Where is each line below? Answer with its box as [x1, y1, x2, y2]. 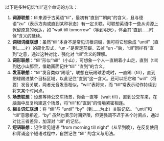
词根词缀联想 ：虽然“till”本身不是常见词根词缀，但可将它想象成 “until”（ [12, 39, 155, 45]
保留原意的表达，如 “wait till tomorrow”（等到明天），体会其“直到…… [12, 27, 149, 33]
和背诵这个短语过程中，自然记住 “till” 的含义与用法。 [12, 131, 117, 136]
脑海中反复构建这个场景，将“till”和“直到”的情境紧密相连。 [12, 100, 128, 106]
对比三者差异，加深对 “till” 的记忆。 [12, 119, 83, 124]
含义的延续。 [18, 33, 45, 39]
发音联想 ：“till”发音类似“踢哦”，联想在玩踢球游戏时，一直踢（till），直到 [12, 70, 156, 75]
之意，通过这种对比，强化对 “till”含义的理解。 [18, 51, 110, 57]
